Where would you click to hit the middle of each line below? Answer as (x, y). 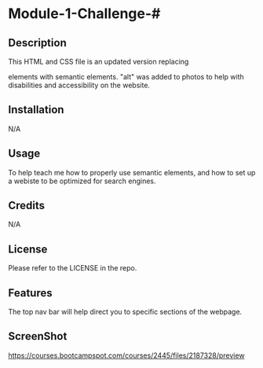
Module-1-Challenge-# (84, 14)
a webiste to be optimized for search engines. (82, 181)
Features (30, 293)
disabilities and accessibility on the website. (79, 85)
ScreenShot (38, 336)
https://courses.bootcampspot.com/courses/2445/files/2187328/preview (126, 355)
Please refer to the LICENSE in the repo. (73, 268)
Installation (36, 110)
